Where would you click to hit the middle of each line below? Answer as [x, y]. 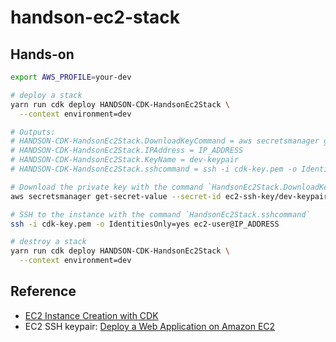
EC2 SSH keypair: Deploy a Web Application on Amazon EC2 [150, 326]
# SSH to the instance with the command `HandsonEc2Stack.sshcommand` [160, 214]
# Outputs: [33, 132]
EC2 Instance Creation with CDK [91, 315]
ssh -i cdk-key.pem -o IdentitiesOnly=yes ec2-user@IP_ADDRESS [145, 224]
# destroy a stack [48, 242]
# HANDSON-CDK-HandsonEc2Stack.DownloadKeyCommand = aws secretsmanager [165, 141]
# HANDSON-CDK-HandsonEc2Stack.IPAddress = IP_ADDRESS [127, 151]
